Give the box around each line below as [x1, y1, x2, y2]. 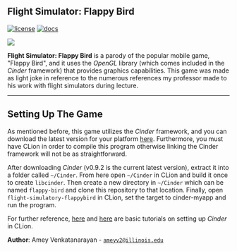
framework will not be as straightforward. [7, 149, 127, 158]
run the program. [7, 200, 56, 209]
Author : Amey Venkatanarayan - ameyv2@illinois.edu [7, 235, 164, 244]
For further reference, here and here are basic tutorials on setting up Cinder [7, 214, 227, 223]
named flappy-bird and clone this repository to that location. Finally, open [7, 185, 224, 194]
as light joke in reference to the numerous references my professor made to [7, 73, 227, 82]
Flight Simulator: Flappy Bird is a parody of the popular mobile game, [7, 51, 210, 59]
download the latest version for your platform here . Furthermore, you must [7, 134, 224, 143]
